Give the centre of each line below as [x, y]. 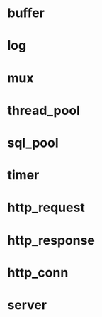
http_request [46, 208]
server [27, 305]
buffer [26, 13]
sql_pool [33, 143]
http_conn [38, 273]
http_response [51, 240]
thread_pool [44, 110]
